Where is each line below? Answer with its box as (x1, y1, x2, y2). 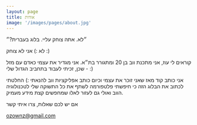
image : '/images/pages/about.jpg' (6, 20, 92, 25)
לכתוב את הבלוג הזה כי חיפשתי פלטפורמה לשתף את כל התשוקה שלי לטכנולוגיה (6, 83, 184, 90)
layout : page (6, 8, 39, 15)
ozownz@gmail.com (6, 112, 56, 119)
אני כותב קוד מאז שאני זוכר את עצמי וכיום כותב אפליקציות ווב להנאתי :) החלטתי (6, 76, 184, 84)
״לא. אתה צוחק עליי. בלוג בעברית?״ (6, 36, 87, 43)
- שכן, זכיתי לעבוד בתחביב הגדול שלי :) (6, 65, 94, 72)
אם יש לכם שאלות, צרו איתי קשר (6, 101, 78, 108)
